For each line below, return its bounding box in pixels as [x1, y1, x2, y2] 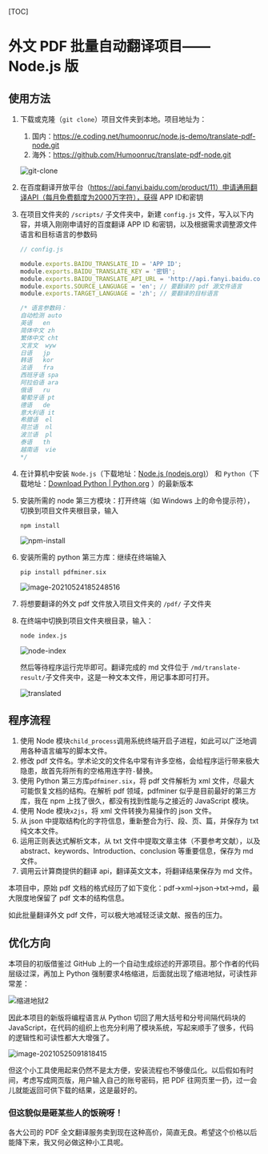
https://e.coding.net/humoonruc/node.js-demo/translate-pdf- [53, 131, 256, 141]
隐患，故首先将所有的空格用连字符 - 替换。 [19, 766, 158, 776]
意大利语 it [19, 408, 55, 416]
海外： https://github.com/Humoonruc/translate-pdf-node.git [31, 150, 232, 159]
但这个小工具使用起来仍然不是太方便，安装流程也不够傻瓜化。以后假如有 [8, 1065, 246, 1076]
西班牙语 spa [19, 372, 58, 380]
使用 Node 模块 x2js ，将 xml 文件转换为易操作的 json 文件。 [19, 806, 216, 816]
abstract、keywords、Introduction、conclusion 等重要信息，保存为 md [19, 846, 254, 856]
